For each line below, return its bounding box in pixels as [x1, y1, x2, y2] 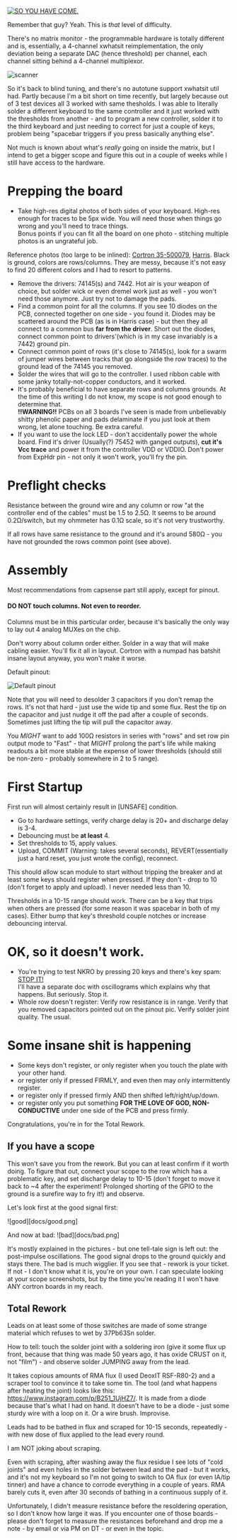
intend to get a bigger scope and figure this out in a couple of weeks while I [7, 151, 228, 159]
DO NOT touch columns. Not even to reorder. [7, 602, 141, 610]
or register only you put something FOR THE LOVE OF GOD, [17, 1098, 192, 1107]
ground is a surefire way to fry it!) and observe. [7, 1189, 145, 1198]
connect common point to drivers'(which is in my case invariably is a [17, 332, 218, 340]
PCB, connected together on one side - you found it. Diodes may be [17, 309, 216, 318]
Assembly [7, 563, 69, 578]
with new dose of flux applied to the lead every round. [7, 1430, 165, 1439]
